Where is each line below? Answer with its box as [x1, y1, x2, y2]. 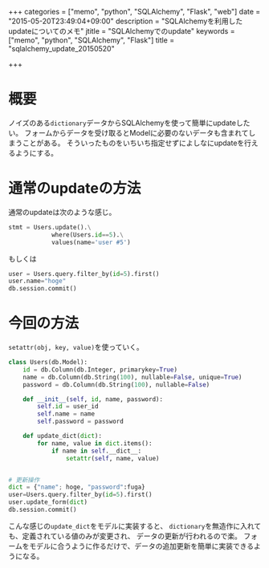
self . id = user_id [37, 403, 99, 411]
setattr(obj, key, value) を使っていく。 [8, 343, 145, 352]
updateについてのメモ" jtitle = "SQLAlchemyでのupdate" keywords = [8, 26, 235, 35]
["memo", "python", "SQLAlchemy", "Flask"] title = [8, 35, 175, 45]
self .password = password [37, 417, 124, 426]
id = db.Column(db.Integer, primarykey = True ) [22, 365, 178, 374]
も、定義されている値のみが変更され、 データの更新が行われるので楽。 [8, 531, 243, 541]
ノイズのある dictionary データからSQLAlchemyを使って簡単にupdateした [8, 118, 251, 128]
